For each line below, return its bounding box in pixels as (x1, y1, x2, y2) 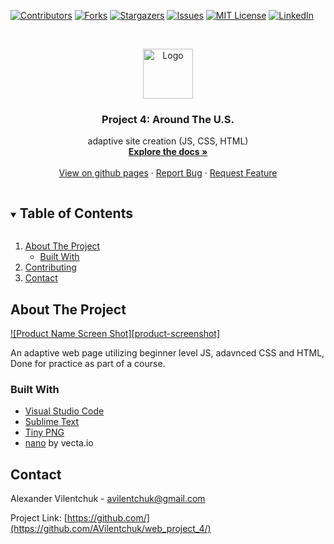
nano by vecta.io (24, 437, 94, 449)
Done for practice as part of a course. (10, 357, 166, 369)
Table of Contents (19, 205, 133, 222)
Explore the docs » (128, 146, 208, 158)
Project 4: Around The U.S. (101, 112, 235, 126)
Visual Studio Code (24, 405, 105, 417)
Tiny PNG (24, 426, 65, 439)
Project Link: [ (10, 512, 68, 524)
